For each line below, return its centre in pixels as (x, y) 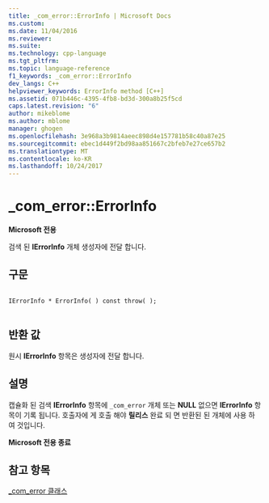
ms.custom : (27, 23)
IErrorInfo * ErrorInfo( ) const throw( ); (83, 301)
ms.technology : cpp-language (57, 53)
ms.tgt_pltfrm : (34, 61)
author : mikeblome (39, 114)
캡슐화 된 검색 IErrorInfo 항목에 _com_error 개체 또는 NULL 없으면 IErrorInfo (130, 404)
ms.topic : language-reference (59, 69)
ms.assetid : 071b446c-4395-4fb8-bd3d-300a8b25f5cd (95, 99)
